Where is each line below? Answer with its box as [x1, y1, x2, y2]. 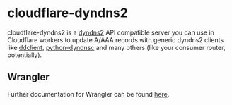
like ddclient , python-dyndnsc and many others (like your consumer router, [7, 43, 226, 51]
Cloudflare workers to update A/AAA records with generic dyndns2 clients [7, 35, 224, 44]
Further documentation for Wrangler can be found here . [7, 89, 170, 98]
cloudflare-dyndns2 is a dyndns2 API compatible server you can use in [7, 28, 214, 37]
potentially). [7, 51, 42, 59]
